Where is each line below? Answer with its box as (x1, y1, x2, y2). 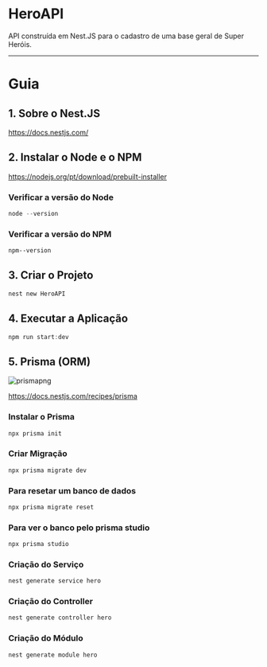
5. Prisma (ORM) (8, 355, 91, 369)
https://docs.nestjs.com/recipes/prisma (8, 392, 137, 401)
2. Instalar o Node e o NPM (8, 150, 142, 164)
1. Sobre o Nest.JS (8, 107, 101, 120)
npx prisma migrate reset (8, 503, 94, 511)
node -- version (8, 210, 59, 218)
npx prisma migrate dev (8, 466, 87, 474)
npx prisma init (8, 429, 62, 438)
